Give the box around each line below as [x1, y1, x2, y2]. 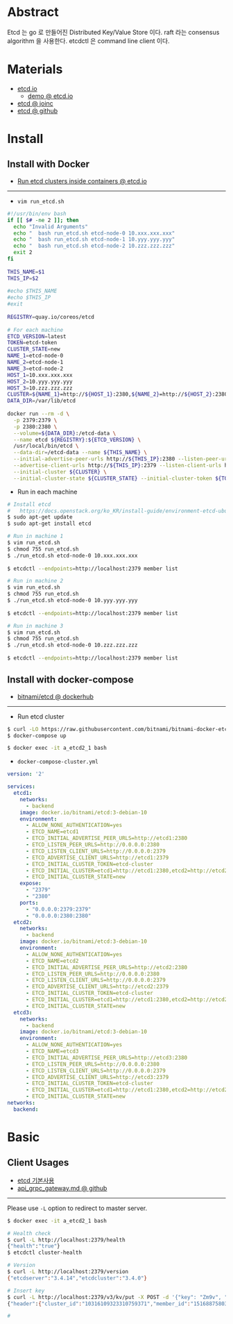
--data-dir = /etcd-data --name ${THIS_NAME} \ [13, 449, 148, 456]
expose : [19, 880, 42, 887]
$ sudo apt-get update [7, 514, 73, 521]
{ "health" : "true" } [7, 1243, 60, 1250]
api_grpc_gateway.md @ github [17, 1184, 107, 1192]
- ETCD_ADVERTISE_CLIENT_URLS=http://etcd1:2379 [25, 854, 169, 861]
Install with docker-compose [7, 674, 134, 686]
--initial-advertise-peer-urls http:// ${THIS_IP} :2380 [13, 455, 175, 462]
